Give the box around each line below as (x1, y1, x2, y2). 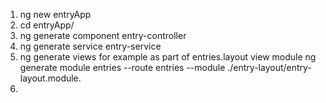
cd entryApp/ (19, 19, 75, 31)
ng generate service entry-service (19, 40, 162, 52)
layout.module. (19, 72, 82, 84)
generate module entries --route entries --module (19, 62, 226, 73)
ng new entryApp (19, 9, 92, 20)
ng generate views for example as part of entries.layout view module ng (19, 51, 317, 63)
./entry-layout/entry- (227, 62, 312, 73)
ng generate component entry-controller (19, 30, 187, 41)
